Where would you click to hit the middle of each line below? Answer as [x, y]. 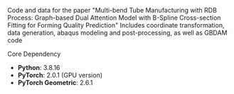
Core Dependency [34, 54]
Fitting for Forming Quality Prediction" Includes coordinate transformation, [116, 25]
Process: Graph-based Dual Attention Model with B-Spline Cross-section [114, 18]
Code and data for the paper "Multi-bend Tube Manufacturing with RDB [112, 10]
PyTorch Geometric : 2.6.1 [55, 83]
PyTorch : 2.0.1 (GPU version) [60, 75]
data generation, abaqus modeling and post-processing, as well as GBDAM [117, 33]
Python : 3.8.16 [39, 67]
